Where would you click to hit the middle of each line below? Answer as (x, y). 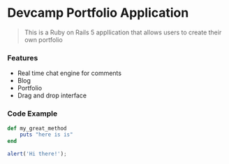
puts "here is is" (46, 135)
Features (23, 57)
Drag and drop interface (52, 95)
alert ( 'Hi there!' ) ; (37, 154)
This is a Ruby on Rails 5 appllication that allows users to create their (123, 32)
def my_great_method (37, 128)
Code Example (32, 114)
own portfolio (43, 39)
